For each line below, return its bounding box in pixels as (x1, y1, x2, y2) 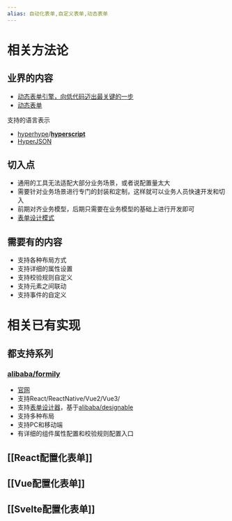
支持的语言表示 (7, 116, 50, 124)
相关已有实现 (7, 318, 82, 333)
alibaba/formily (7, 369, 61, 379)
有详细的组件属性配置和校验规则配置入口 (17, 430, 134, 438)
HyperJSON (17, 137, 52, 145)
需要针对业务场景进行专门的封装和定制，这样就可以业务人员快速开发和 (17, 188, 219, 196)
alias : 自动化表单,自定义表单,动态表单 (7, 10, 108, 17)
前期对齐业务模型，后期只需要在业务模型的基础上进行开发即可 (17, 205, 195, 213)
